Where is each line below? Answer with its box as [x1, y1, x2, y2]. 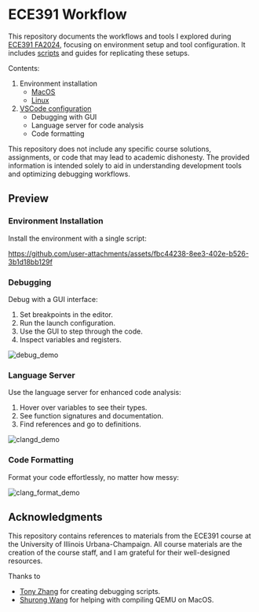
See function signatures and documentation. [19, 411, 163, 421]
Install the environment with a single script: [8, 234, 147, 243]
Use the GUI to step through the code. [19, 326, 143, 336]
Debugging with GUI [31, 112, 97, 121]
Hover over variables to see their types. [19, 403, 148, 412]
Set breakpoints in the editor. [19, 309, 114, 319]
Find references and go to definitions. [19, 419, 141, 430]
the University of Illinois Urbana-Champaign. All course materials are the [8, 540, 243, 549]
